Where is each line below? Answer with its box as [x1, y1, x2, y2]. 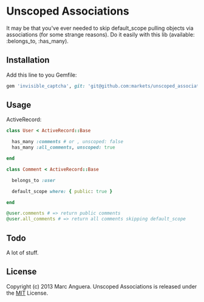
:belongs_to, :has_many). [6, 37, 69, 44]
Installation [6, 55, 50, 65]
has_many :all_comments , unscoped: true [12, 144, 115, 150]
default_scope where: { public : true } [12, 188, 113, 194]
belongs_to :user [12, 177, 56, 183]
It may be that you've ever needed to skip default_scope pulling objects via [6, 24, 194, 32]
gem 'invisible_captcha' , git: [6, 83, 86, 89]
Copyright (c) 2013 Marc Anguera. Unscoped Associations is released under [6, 283, 197, 290]
